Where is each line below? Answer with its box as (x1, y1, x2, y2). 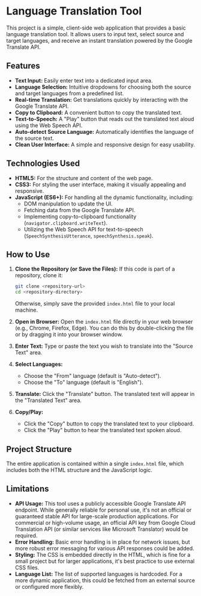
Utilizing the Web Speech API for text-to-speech (23, 225, 143, 233)
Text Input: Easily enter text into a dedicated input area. (14, 77, 153, 84)
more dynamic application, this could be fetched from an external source (14, 577, 195, 584)
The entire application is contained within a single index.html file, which (6, 460, 184, 467)
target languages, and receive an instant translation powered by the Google (6, 37, 193, 44)
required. (14, 532, 38, 539)
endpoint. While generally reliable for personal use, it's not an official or (14, 506, 192, 513)
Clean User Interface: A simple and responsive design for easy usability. (14, 140, 195, 148)
